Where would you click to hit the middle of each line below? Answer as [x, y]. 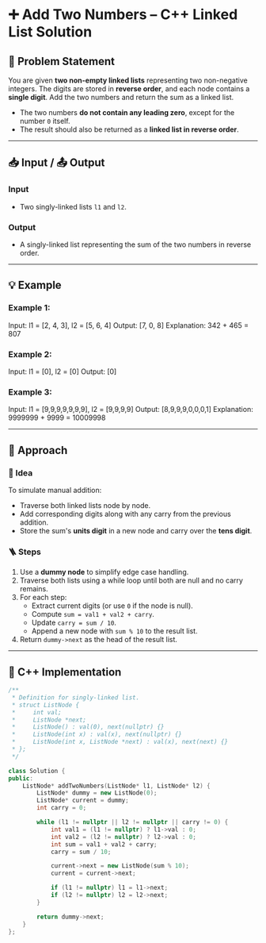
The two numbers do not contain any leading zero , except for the [127, 112]
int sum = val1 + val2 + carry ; [104, 844]
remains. [34, 589]
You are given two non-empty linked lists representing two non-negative [128, 80]
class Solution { [37, 771]
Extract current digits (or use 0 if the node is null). [112, 606]
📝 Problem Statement [62, 61]
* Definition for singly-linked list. [76, 697]
